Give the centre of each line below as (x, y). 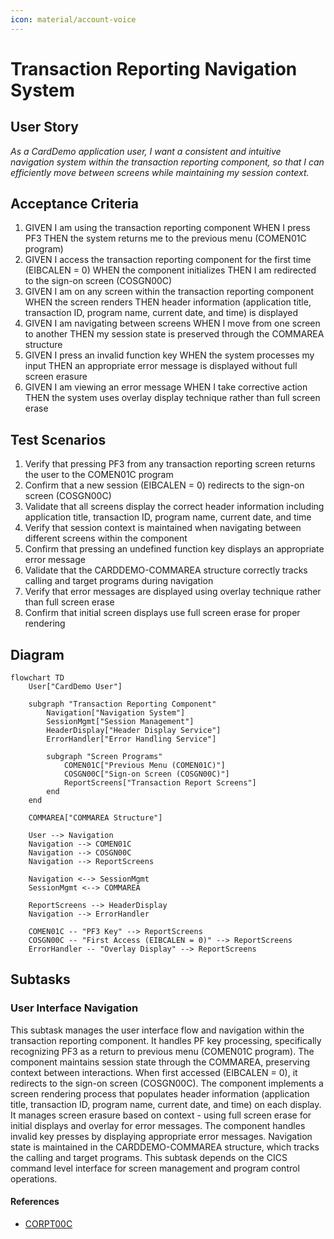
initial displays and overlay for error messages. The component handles (158, 1125)
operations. (34, 1178)
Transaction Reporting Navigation (154, 68)
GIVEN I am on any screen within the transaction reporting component (169, 292)
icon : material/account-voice (73, 19)
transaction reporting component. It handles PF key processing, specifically (166, 1040)
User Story (44, 127)
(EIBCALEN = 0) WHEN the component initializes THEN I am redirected (170, 270)
